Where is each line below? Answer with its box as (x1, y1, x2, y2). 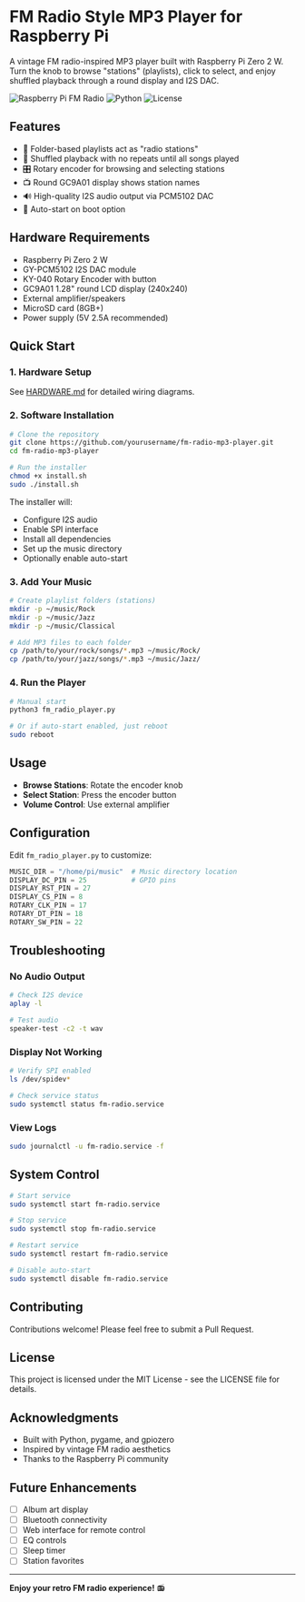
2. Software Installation (9, 409, 114, 422)
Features (9, 119, 61, 135)
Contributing (9, 1299, 84, 1315)
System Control (9, 1167, 100, 1183)
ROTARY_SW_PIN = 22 (9, 917, 84, 927)
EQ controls (22, 1535, 67, 1546)
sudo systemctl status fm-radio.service (9, 1099, 165, 1109)
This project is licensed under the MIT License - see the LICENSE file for (9, 1374, 280, 1385)
